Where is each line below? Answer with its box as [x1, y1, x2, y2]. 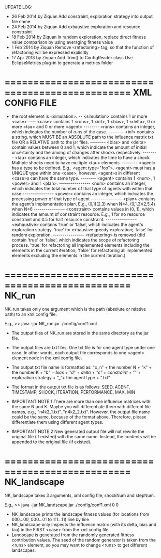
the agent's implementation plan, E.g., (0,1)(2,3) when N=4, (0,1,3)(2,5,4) [11, 201, 156, 207]
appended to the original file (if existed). [11, 439, 92, 445]
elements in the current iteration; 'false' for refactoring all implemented [11, 247, 153, 253]
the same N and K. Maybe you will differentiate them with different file [11, 403, 151, 409]
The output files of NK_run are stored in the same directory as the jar [11, 330, 149, 336]
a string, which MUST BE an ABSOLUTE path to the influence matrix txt [11, 134, 153, 140]
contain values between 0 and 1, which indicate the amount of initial [11, 144, 147, 150]
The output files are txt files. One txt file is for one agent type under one [11, 344, 155, 351]
